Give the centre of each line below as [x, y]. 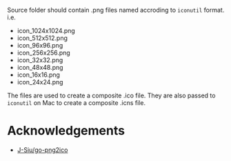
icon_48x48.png [40, 67]
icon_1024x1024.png [46, 31]
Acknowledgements [66, 131]
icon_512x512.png [42, 38]
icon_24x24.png [40, 82]
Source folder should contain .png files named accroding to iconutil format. [116, 10]
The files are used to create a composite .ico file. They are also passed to [111, 95]
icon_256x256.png [43, 53]
